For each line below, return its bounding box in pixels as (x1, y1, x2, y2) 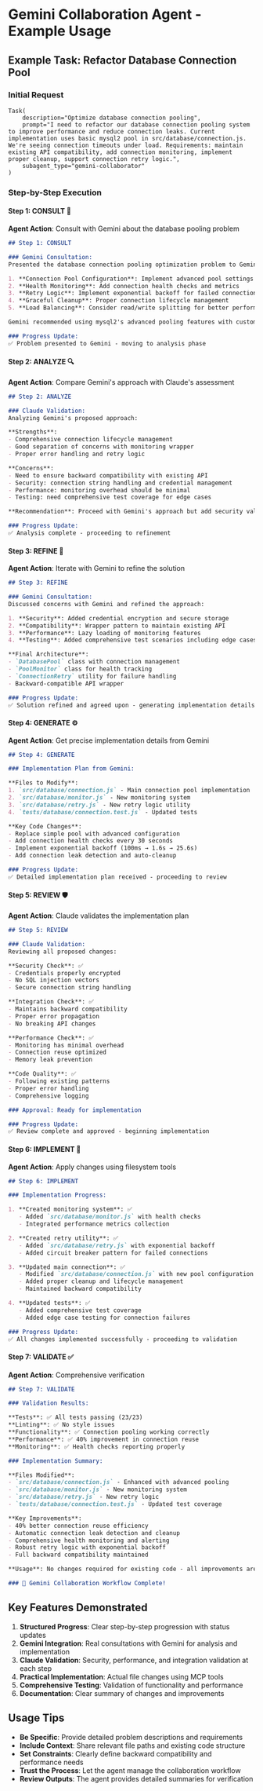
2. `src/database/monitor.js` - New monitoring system (8, 794, 191, 802)
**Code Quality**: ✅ (8, 1070, 77, 1078)
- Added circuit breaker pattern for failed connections (18, 1248, 209, 1257)
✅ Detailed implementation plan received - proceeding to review (8, 873, 227, 881)
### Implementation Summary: (8, 1457, 103, 1465)
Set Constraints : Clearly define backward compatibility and (19, 1749, 212, 1758)
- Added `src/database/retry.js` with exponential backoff (18, 1241, 215, 1249)
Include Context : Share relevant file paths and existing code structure (19, 1741, 246, 1750)
